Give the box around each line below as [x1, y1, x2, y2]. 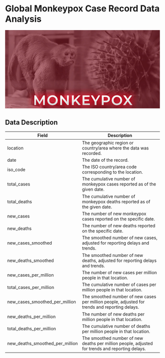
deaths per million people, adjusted [82, 341, 153, 347]
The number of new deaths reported [82, 223, 156, 229]
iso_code [7, 166, 26, 173]
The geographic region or [82, 140, 134, 145]
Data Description [5, 118, 58, 126]
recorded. [82, 150, 102, 156]
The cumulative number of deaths [82, 323, 151, 329]
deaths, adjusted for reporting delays [82, 257, 157, 263]
